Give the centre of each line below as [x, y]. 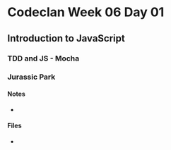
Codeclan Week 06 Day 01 [86, 12]
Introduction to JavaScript [66, 38]
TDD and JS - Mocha [43, 58]
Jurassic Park [31, 77]
